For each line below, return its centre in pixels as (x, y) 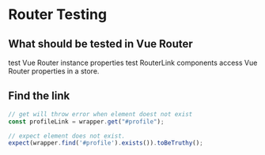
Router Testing (58, 15)
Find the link (39, 96)
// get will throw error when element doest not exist (100, 114)
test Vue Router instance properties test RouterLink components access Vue (133, 62)
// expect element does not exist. (67, 136)
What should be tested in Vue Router (101, 44)
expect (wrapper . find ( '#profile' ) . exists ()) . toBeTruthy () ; (106, 143)
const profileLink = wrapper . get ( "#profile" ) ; (86, 121)
